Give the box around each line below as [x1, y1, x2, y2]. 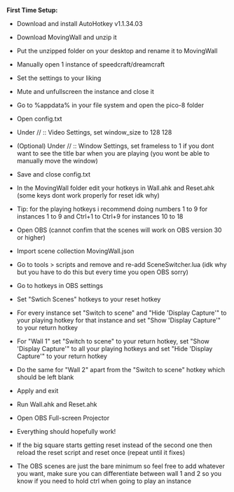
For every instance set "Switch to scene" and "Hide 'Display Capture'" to [16, 308, 227, 317]
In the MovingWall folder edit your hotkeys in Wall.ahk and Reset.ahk [16, 184, 215, 192]
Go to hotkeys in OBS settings [16, 282, 103, 289]
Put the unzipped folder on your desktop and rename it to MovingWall [16, 47, 218, 55]
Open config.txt [16, 115, 62, 123]
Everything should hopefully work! [16, 428, 116, 435]
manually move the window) [16, 157, 99, 165]
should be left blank [16, 373, 74, 381]
